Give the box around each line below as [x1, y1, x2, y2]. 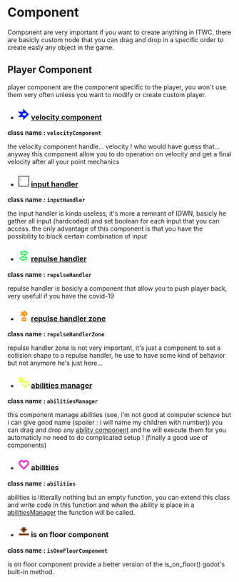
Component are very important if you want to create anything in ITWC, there [7, 28, 232, 36]
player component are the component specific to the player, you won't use [7, 83, 227, 91]
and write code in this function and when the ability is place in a [7, 501, 195, 509]
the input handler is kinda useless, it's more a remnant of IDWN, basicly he [7, 209, 227, 218]
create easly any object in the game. [7, 43, 114, 51]
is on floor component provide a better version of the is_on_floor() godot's [7, 560, 225, 568]
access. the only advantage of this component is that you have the [7, 224, 203, 233]
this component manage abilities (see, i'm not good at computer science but [7, 411, 232, 419]
